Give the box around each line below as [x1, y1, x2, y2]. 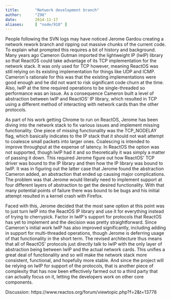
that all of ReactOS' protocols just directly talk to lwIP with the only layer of [5, 241, 162, 247]
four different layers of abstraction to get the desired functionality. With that [5, 182, 164, 188]
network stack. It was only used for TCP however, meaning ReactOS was [5, 63, 159, 69]
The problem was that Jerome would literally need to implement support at [5, 176, 162, 183]
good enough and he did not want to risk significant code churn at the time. [5, 79, 164, 86]
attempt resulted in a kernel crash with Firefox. [5, 193, 103, 199]
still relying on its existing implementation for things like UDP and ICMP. [5, 69, 156, 75]
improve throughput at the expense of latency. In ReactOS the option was [5, 144, 160, 150]
